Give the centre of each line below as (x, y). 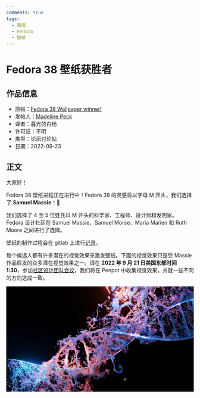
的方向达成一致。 (27, 278)
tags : (13, 19)
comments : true (25, 13)
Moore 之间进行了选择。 (36, 230)
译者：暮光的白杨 (36, 124)
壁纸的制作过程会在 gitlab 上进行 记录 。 (54, 242)
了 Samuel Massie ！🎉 (33, 202)
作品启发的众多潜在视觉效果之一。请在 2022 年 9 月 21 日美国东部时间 (92, 263)
